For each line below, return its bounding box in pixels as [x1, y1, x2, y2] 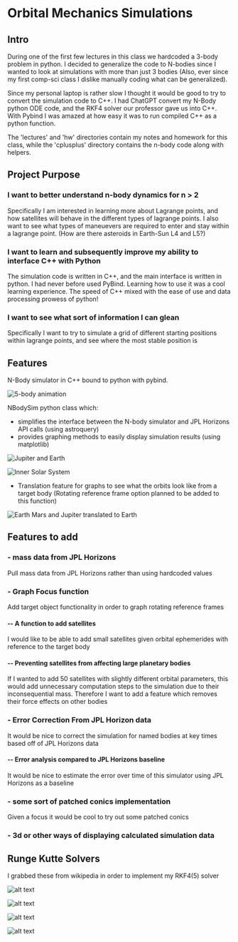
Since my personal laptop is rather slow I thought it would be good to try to [7, 89, 226, 97]
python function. [7, 119, 56, 128]
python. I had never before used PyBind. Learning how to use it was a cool [7, 280, 225, 288]
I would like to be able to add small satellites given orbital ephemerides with [7, 635, 229, 643]
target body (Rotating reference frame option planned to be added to [17, 489, 220, 498]
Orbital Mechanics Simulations [7, 5, 193, 21]
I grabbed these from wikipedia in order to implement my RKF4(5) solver [7, 871, 220, 880]
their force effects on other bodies [7, 697, 108, 706]
